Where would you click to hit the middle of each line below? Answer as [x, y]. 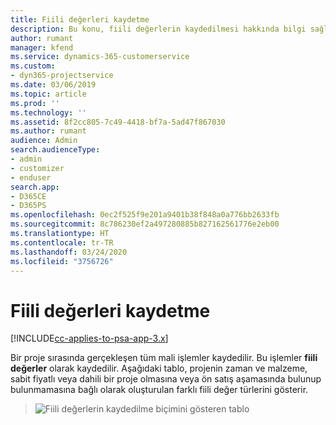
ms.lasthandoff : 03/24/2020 [69, 252]
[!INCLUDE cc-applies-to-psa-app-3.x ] [89, 338]
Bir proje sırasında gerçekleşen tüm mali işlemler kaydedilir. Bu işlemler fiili [164, 358]
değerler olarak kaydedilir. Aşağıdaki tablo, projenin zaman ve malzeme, [159, 368]
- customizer [37, 168]
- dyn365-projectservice [62, 76]
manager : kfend [42, 47]
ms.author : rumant [48, 131]
